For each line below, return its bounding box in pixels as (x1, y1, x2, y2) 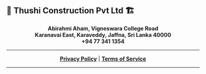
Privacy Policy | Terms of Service (59, 55, 147, 62)
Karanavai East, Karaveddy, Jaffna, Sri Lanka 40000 (34, 31, 172, 38)
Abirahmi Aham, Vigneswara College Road (48, 24, 158, 32)
